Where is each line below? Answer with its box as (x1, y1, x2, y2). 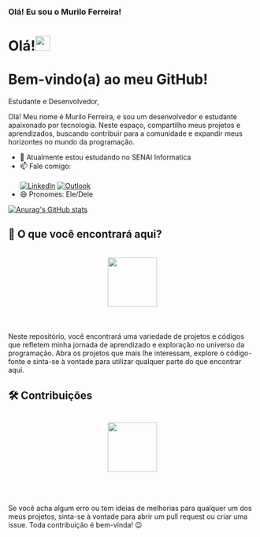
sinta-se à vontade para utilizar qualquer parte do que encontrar (32, 356, 242, 366)
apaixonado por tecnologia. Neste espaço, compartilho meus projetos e (8, 120, 241, 130)
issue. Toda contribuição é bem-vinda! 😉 (8, 520, 143, 530)
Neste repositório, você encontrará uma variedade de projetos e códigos (8, 331, 244, 341)
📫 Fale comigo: (19, 161, 72, 171)
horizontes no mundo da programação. (8, 137, 136, 146)
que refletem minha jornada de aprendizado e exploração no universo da (8, 340, 245, 349)
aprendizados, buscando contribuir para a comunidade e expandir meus (8, 129, 243, 138)
